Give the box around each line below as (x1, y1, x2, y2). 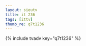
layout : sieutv (5, 7, 38, 13)
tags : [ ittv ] (5, 17, 33, 22)
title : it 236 (5, 12, 36, 17)
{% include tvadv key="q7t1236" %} (5, 35, 81, 41)
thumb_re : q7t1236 (5, 21, 44, 27)
